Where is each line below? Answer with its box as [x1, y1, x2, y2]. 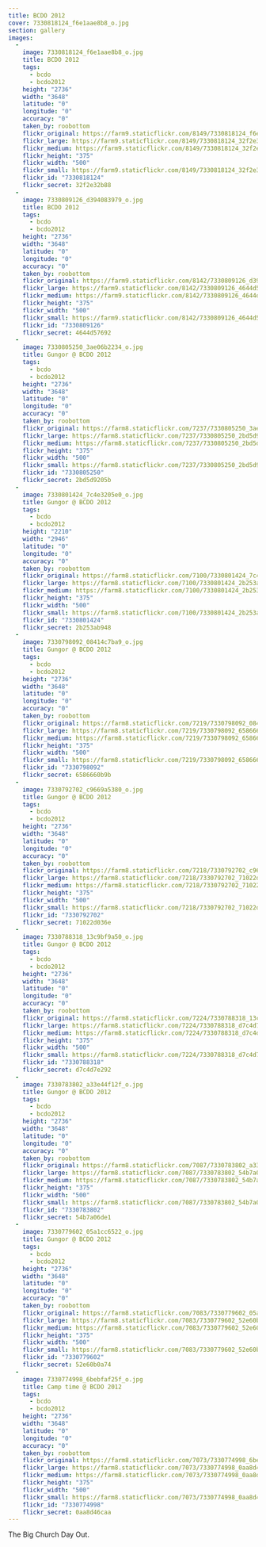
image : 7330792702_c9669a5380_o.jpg [22, 786, 144, 794]
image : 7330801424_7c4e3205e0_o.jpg [22, 491, 144, 499]
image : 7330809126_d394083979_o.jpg [22, 196, 144, 204]
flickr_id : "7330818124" [22, 174, 104, 182]
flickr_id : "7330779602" [22, 1354, 104, 1361]
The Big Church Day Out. [8, 1530, 89, 1539]
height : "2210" [22, 528, 73, 536]
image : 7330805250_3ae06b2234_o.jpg [22, 343, 144, 351]
